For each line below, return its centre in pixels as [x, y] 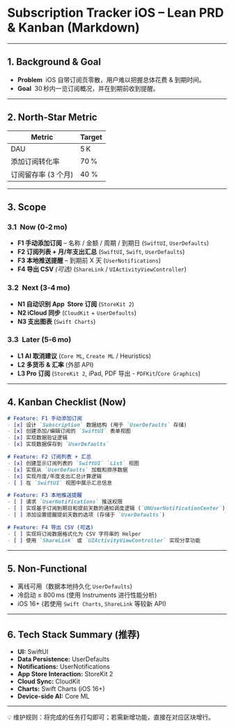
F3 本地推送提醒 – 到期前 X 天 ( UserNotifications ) [89, 260]
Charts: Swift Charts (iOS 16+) [61, 689]
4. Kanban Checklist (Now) [67, 402]
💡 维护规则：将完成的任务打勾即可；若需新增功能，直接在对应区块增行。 [111, 718]
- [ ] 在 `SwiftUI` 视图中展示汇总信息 [60, 483]
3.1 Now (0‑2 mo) [37, 227]
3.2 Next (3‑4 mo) [39, 288]
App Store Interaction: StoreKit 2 [65, 674]
